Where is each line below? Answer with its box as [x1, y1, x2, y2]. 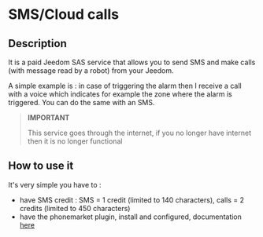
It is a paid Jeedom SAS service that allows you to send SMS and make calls [8, 57, 256, 67]
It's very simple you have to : [8, 180, 102, 189]
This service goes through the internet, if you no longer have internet [27, 128, 252, 137]
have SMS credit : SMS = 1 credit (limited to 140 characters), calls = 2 [19, 195, 245, 205]
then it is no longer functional [27, 137, 123, 146]
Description [8, 37, 67, 50]
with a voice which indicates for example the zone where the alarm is [8, 89, 232, 99]
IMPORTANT [27, 113, 70, 122]
